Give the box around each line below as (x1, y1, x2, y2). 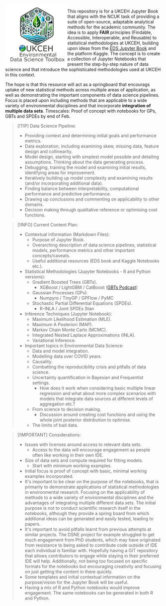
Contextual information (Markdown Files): (24, 231, 110, 237)
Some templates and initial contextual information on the (24, 574, 141, 580)
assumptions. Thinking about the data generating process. (24, 159, 145, 165)
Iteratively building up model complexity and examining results (24, 175, 153, 181)
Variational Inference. (32, 338, 76, 343)
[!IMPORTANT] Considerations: (17, 432, 81, 437)
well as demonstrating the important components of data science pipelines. (5, 92, 160, 98)
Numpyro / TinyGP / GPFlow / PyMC (39, 295, 114, 301)
